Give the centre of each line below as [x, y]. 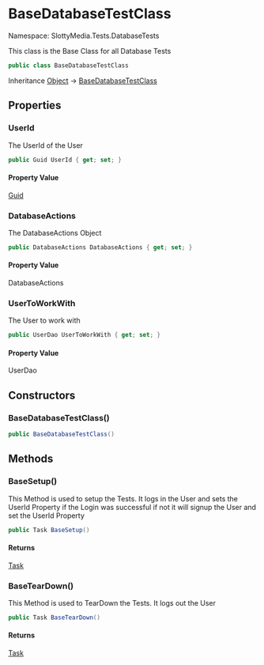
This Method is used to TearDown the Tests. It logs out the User [112, 603]
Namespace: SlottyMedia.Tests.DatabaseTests [84, 36]
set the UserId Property [47, 516]
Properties [35, 106]
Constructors [42, 395]
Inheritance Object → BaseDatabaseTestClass [83, 81]
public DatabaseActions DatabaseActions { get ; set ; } [100, 247]
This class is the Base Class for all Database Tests [90, 51]
